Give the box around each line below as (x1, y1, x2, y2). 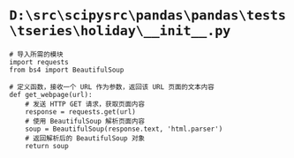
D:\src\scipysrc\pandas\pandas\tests (9, 7, 287, 24)
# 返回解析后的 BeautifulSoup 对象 (25, 133, 146, 143)
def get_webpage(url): (9, 90, 93, 99)
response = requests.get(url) (25, 107, 137, 117)
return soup (25, 141, 69, 150)
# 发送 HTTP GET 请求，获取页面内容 (25, 100, 146, 109)
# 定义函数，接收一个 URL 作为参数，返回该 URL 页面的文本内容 (9, 82, 215, 91)
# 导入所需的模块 (9, 49, 64, 59)
